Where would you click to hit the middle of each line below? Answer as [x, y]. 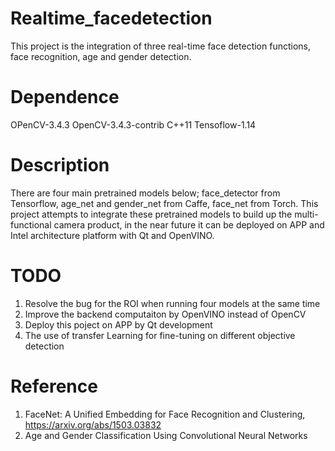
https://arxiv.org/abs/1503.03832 [93, 424]
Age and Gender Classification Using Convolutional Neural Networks [166, 435]
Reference [54, 386]
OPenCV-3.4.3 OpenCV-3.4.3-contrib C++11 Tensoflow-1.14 [133, 124]
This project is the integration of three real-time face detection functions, [160, 46]
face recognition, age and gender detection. [101, 56]
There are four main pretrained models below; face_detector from [145, 193]
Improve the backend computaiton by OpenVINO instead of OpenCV [165, 314]
